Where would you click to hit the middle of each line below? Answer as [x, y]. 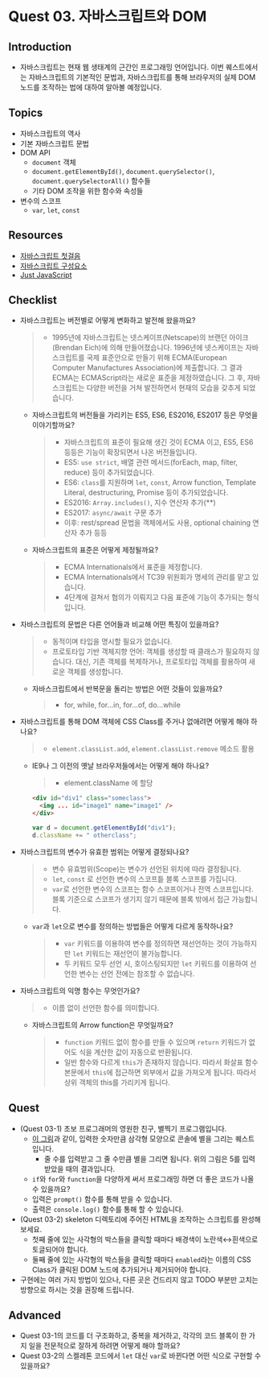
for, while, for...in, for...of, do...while [122, 705]
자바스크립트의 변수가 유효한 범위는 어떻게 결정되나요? [104, 851]
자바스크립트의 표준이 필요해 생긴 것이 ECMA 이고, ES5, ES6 [159, 442]
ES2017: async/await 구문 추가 [113, 513]
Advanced [35, 1316]
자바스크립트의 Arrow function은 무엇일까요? [103, 1024]
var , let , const [56, 209]
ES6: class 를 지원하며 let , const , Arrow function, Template [160, 482]
